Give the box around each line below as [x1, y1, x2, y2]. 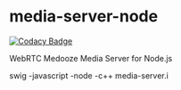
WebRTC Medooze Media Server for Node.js [9, 53, 173, 63]
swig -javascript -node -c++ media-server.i [9, 70, 169, 81]
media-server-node [9, 6, 159, 27]
